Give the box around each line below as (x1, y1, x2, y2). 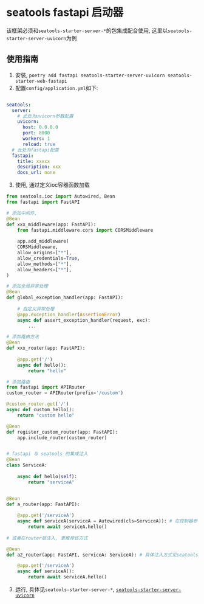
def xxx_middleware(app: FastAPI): (6, 221, 97, 227)
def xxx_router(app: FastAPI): (6, 345, 86, 352)
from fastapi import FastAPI (6, 199, 80, 205)
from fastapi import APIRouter (6, 384, 86, 391)
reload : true (22, 141, 56, 147)
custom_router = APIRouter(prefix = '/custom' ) (6, 390, 123, 396)
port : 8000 (22, 130, 50, 136)
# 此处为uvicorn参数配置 (17, 113, 74, 119)
